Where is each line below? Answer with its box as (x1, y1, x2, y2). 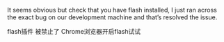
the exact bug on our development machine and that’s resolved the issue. (7, 13, 218, 21)
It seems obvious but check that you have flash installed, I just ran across (7, 6, 218, 14)
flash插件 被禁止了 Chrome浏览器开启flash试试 (7, 28, 141, 35)
